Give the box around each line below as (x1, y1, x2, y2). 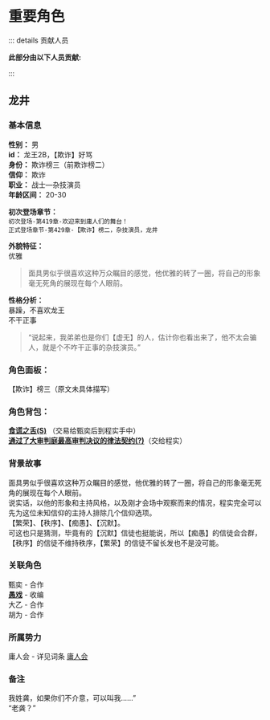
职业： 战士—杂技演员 (8, 180, 81, 189)
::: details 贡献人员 (8, 35, 69, 45)
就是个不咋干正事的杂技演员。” (42, 342, 141, 352)
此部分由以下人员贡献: (8, 52, 82, 62)
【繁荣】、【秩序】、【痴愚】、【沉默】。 (8, 518, 125, 527)
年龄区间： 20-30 (8, 189, 67, 199)
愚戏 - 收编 (8, 589, 44, 599)
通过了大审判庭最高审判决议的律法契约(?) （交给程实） (8, 436, 187, 445)
